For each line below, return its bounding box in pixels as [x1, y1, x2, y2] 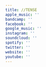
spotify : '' [5, 40, 30, 45]
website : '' [5, 49, 30, 54]
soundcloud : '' [5, 36, 37, 41]
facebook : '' [5, 21, 33, 27]
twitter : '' [5, 45, 30, 50]
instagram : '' [5, 31, 35, 36]
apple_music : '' [5, 12, 39, 17]
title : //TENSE [5, 7, 37, 13]
